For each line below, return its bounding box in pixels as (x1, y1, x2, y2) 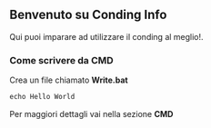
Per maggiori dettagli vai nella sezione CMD (9, 108, 174, 119)
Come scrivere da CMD (9, 54, 114, 66)
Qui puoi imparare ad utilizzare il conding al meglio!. (9, 31, 204, 42)
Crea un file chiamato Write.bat (9, 74, 129, 85)
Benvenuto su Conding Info (9, 7, 167, 23)
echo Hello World (9, 93, 75, 102)
